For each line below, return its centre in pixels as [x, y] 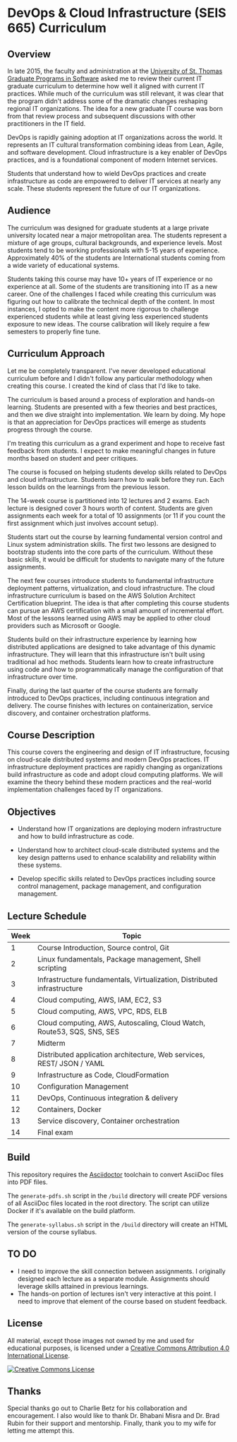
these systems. [39, 865]
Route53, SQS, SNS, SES [79, 1032]
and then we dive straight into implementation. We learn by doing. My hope [116, 414]
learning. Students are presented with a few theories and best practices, [112, 407]
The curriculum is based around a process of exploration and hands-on [111, 399]
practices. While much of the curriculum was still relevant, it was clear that [116, 94]
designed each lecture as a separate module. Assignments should [114, 1278]
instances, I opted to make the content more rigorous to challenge [103, 309]
